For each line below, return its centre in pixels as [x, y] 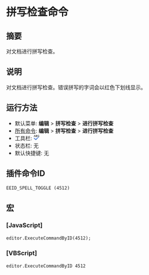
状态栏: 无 [27, 146]
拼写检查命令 [38, 12]
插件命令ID [26, 174]
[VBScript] [22, 253]
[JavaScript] [25, 225]
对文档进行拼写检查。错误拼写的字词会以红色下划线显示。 [76, 87]
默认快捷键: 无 [32, 153]
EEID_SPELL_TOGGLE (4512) [38, 188]
